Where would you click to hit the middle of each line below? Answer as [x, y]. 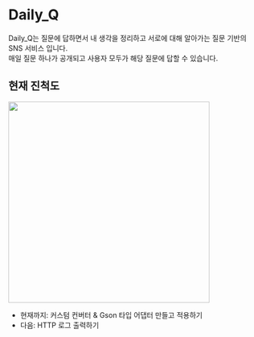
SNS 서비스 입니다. [38, 48]
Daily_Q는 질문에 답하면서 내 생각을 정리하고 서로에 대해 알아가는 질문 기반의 [127, 38]
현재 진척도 [34, 86]
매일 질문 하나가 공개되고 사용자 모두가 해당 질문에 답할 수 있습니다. [113, 58]
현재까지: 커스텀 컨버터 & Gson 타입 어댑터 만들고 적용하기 [111, 314]
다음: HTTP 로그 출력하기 [59, 325]
